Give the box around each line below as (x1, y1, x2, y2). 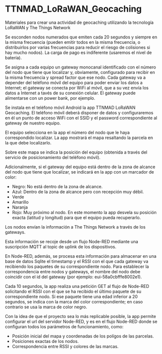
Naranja (12, 204, 28, 210)
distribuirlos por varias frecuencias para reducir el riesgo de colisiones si (5, 44, 150, 50)
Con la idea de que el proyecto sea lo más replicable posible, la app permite (5, 313, 156, 319)
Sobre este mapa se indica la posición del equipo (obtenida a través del (5, 149, 147, 155)
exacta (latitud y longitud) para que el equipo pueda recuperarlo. (12, 214, 141, 220)
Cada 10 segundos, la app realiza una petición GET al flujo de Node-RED (5, 283, 149, 289)
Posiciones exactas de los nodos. (12, 338, 79, 344)
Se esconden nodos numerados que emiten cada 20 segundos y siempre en (5, 34, 157, 40)
